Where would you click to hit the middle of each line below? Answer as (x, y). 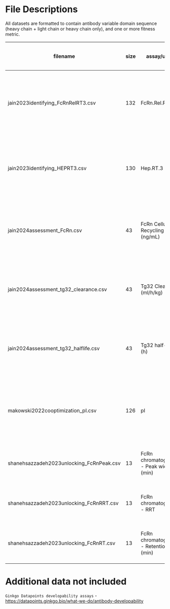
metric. (13, 34)
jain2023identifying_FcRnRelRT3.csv (52, 103)
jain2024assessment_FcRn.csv (45, 230)
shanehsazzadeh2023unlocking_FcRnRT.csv (61, 543)
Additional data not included (66, 582)
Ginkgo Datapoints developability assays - (51, 595)
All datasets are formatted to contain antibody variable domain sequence (81, 23)
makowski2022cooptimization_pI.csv (52, 411)
